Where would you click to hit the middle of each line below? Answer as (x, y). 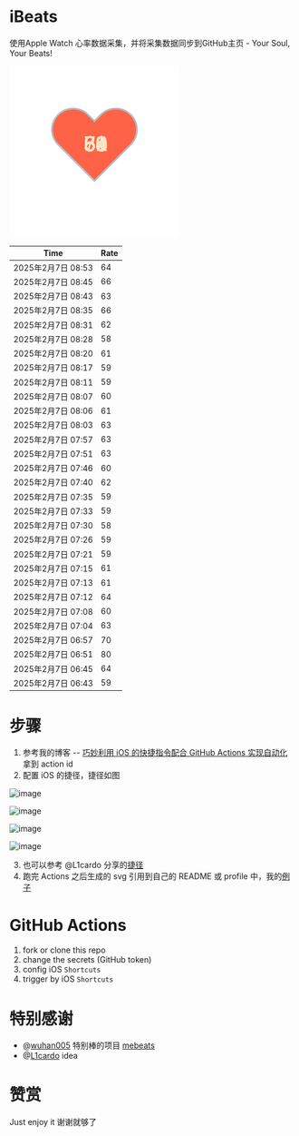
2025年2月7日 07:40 (53, 482)
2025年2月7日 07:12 (53, 598)
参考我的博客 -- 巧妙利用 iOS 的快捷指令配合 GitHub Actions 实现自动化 (155, 753)
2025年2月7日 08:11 (53, 382)
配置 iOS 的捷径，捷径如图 (71, 775)
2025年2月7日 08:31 (53, 325)
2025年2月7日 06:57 (53, 640)
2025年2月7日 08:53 (53, 267)
